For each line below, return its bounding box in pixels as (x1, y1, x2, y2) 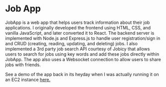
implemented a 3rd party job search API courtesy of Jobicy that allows (5, 46, 150, 52)
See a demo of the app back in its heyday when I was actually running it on (5, 71, 160, 77)
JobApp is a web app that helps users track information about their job (5, 19, 150, 25)
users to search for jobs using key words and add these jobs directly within (5, 51, 160, 57)
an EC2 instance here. (5, 77, 51, 83)
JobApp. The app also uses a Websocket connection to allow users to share (5, 56, 161, 62)
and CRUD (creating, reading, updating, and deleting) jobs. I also (5, 40, 138, 46)
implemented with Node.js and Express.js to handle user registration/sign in (5, 35, 161, 41)
